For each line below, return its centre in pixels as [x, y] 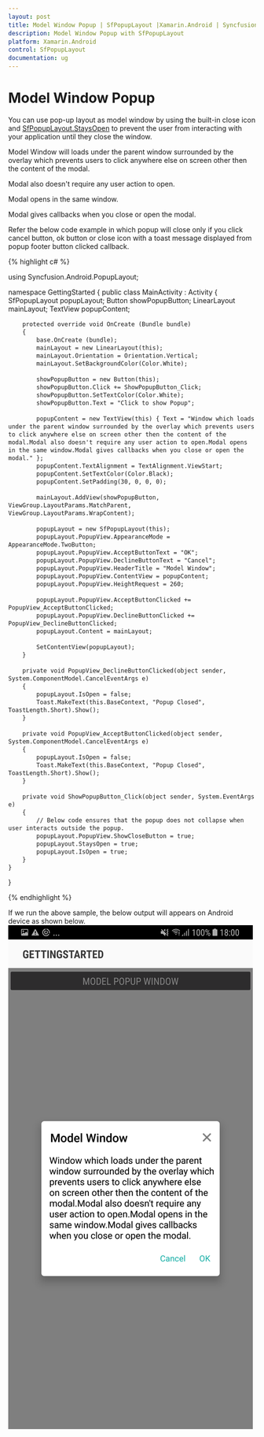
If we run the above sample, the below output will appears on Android [121, 913]
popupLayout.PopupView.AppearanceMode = [103, 537]
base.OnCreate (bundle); [77, 340]
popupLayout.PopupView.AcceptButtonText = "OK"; [117, 552]
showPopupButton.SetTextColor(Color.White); [110, 395]
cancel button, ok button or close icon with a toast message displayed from [130, 238]
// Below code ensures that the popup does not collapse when [140, 820]
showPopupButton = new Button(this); [98, 379]
